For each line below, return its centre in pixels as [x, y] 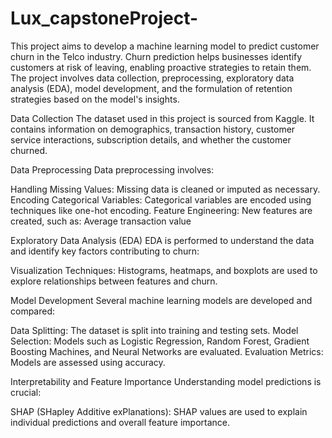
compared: [33, 311]
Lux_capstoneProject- [104, 18]
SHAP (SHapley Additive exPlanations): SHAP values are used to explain [159, 411]
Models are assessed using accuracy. [88, 362]
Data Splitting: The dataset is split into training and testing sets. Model [154, 330]
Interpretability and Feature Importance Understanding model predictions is [166, 381]
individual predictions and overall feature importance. [120, 422]
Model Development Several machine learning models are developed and [161, 300]
